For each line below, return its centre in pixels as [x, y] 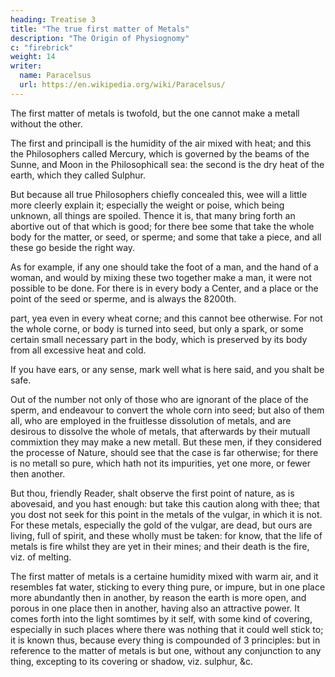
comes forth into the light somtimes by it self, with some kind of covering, [161, 618]
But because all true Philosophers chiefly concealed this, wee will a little [159, 194]
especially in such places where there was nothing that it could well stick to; [167, 629]
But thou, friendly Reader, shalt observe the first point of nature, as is [152, 493]
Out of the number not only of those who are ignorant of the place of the [159, 399]
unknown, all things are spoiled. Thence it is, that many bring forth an [153, 215]
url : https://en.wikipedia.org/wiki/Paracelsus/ [122, 85]
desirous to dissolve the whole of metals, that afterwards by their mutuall [160, 431]
